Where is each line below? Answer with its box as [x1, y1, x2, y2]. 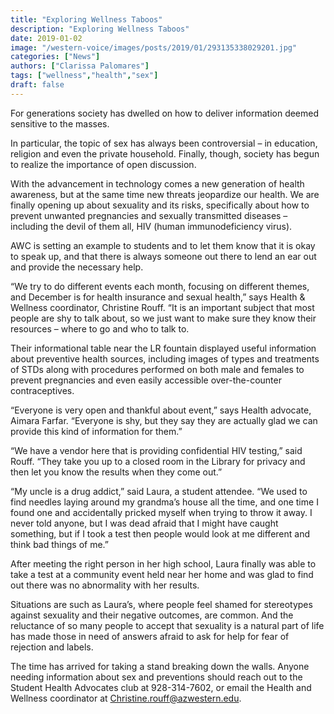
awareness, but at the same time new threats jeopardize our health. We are [10, 188, 320, 200]
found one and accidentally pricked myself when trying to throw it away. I [10, 506, 313, 518]
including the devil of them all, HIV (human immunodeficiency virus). [10, 220, 293, 232]
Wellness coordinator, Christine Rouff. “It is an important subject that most [10, 301, 315, 313]
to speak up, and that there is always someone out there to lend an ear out [10, 250, 317, 262]
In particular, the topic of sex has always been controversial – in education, [10, 137, 318, 149]
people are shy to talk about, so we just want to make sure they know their [10, 312, 317, 324]
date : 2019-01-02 [10, 33, 83, 43]
